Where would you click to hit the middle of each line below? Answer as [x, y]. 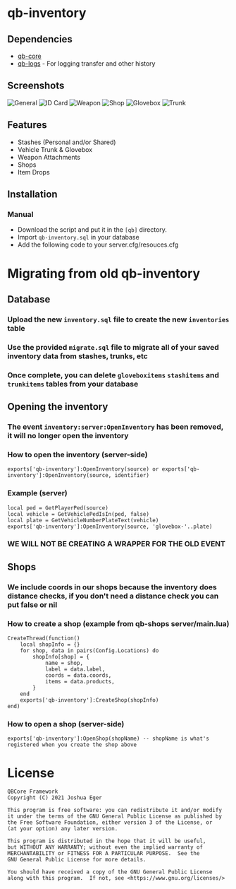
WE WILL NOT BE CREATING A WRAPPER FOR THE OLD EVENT [116, 544]
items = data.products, [80, 682]
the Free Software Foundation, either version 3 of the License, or [110, 823]
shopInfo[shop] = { [61, 657]
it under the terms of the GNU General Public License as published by [114, 817]
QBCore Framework [33, 792]
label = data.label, [75, 669]
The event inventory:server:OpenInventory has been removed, [116, 427]
